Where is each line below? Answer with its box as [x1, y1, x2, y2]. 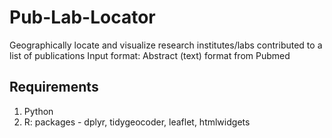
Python [23, 105, 54, 117]
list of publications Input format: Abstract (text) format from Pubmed [9, 49, 291, 61]
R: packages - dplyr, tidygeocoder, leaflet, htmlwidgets [23, 116, 251, 128]
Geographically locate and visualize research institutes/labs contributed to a [9, 39, 323, 51]
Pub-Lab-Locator [9, 6, 156, 29]
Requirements [9, 79, 99, 96]
